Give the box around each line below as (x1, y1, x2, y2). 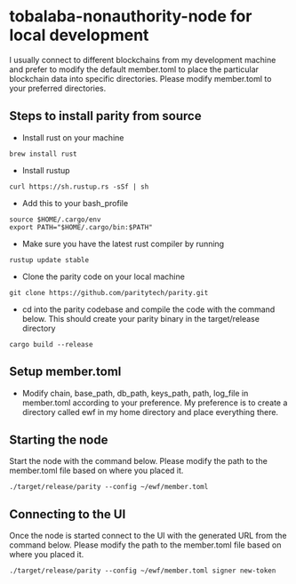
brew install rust (9, 149, 77, 158)
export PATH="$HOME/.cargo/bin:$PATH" (9, 222, 153, 232)
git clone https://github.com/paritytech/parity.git (9, 288, 209, 297)
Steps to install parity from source (9, 108, 202, 124)
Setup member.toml (9, 364, 122, 380)
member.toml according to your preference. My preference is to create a (21, 397, 288, 408)
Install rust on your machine (21, 132, 124, 143)
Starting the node (9, 432, 108, 447)
